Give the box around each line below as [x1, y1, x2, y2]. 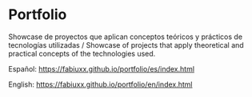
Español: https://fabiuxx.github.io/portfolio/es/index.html [8, 64, 194, 73]
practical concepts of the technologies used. [8, 48, 156, 58]
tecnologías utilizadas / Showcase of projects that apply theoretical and [8, 40, 244, 49]
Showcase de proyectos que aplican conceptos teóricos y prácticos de [8, 32, 242, 41]
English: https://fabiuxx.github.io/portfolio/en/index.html [8, 80, 193, 89]
